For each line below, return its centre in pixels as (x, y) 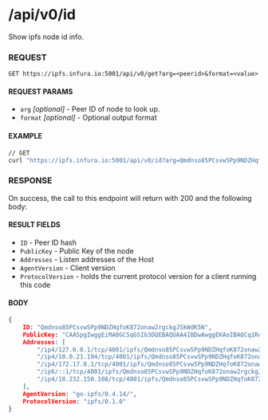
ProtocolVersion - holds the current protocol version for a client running (138, 276)
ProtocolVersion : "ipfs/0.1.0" (75, 401)
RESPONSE (30, 181)
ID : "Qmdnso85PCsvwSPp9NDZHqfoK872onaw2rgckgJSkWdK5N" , (118, 327)
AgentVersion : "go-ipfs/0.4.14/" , (80, 394)
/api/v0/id (42, 15)
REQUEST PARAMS (41, 91)
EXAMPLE (25, 136)
